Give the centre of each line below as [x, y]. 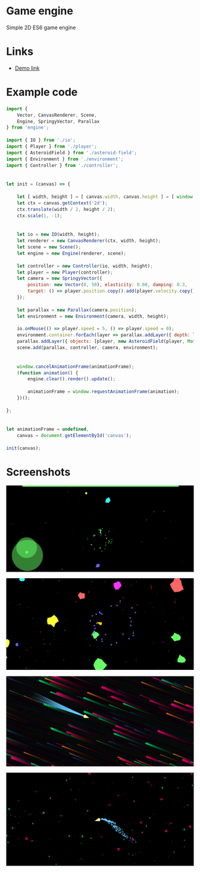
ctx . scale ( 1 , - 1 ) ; [40, 216]
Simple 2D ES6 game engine [41, 27]
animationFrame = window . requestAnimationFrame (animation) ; [104, 392]
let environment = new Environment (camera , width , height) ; [93, 316]
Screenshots [38, 472]
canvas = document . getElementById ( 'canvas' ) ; [74, 436]
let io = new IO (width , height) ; [58, 235]
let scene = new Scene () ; [49, 247]
